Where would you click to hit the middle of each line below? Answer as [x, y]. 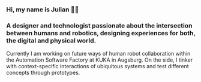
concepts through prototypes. [43, 73]
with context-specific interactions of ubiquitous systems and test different [97, 66]
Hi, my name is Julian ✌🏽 [43, 10]
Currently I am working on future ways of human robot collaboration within [98, 54]
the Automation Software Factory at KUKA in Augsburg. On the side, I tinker [100, 60]
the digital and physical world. [51, 40]
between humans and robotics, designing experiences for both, [101, 33]
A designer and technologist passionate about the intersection [99, 25]
